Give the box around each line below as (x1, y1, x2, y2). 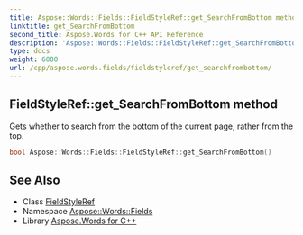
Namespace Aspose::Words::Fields (22, 206, 153, 217)
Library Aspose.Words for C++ (22, 215, 137, 226)
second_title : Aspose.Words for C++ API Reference (9, 30, 204, 39)
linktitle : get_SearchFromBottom (9, 22, 135, 31)
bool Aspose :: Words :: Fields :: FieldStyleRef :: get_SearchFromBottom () (9, 148, 272, 157)
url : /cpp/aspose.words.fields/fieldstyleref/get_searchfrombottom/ (9, 64, 272, 73)
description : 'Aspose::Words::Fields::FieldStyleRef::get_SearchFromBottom (9, 38, 300, 48)
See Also (9, 172, 60, 187)
